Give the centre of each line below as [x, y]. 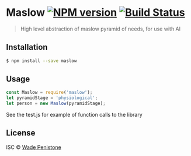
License [21, 133]
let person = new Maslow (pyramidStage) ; [56, 104]
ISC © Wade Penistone [34, 147]
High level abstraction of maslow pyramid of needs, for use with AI [100, 29]
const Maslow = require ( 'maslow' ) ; [49, 93]
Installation [27, 47]
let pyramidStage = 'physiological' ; [52, 98]
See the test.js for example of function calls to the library [74, 115]
